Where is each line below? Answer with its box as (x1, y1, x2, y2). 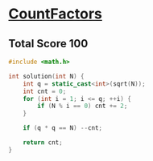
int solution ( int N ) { (8, 72, 85, 80)
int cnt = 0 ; (23, 87, 67, 95)
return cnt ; (23, 139, 63, 147)
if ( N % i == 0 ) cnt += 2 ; (37, 102, 128, 111)
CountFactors (8, 5, 103, 23)
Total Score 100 (8, 37, 89, 50)
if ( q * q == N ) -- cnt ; (23, 124, 103, 132)
